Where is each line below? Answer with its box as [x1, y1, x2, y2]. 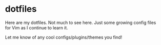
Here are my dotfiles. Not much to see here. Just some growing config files [5, 20, 156, 25]
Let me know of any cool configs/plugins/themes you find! [5, 34, 122, 40]
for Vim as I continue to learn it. [5, 24, 68, 30]
